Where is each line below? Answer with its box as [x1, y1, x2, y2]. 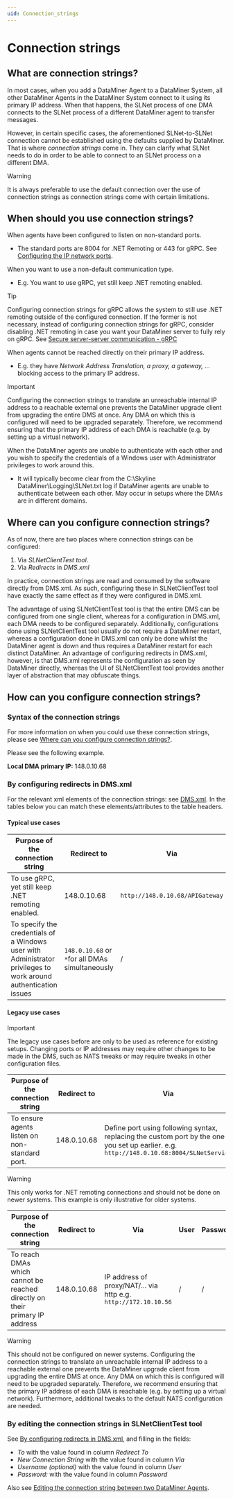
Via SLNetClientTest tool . [17, 556, 89, 564]
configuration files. [7, 1059, 61, 1068]
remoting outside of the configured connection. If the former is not [7, 313, 198, 321]
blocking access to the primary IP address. [17, 369, 140, 378]
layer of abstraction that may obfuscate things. [7, 671, 141, 679]
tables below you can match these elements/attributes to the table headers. [7, 802, 223, 811]
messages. [7, 115, 39, 123]
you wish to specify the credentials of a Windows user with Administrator [7, 453, 216, 462]
